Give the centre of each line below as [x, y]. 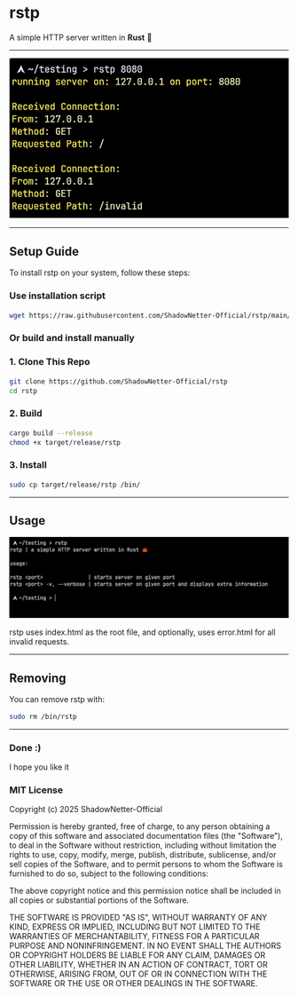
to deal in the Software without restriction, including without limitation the [143, 845]
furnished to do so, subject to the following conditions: [109, 873]
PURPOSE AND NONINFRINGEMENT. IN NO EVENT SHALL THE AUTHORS [145, 946]
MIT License [36, 790]
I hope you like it [39, 767]
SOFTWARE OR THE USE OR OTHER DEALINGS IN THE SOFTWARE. [133, 984]
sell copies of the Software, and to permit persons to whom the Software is [146, 865]
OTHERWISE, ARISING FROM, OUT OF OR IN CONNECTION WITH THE [138, 974]
